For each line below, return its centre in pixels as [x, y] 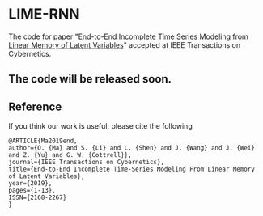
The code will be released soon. [90, 79]
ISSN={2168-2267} [38, 198]
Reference [35, 106]
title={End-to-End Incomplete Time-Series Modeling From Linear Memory [131, 169]
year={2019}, [30, 184]
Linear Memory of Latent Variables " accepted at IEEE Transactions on [125, 44]
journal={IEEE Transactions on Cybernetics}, [86, 163]
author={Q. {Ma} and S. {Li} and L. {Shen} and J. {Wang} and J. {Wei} [131, 148]
